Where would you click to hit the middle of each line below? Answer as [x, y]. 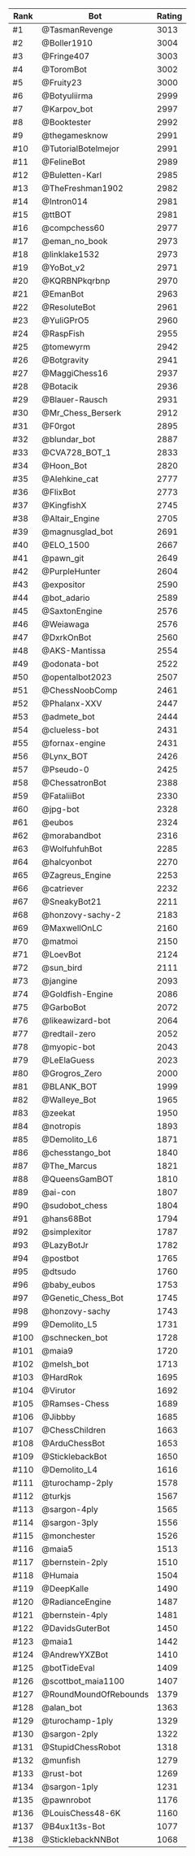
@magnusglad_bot [78, 532]
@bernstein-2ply [75, 1562]
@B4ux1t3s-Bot [74, 1826]
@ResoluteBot [69, 307]
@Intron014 [65, 201]
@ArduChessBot [74, 1443]
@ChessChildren [74, 1430]
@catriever [63, 888]
